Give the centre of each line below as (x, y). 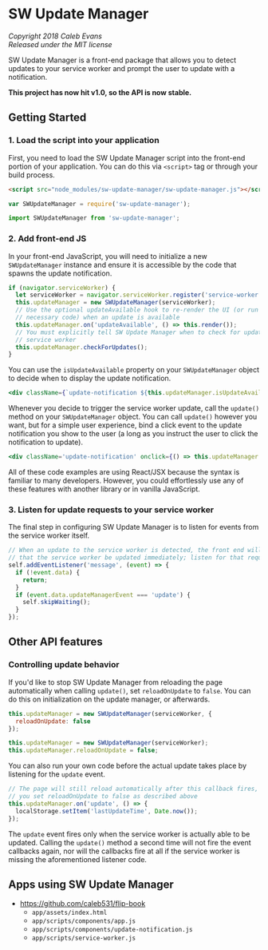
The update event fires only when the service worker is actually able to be (129, 834)
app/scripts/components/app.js (84, 921)
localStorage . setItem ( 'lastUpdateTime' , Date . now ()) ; (106, 811)
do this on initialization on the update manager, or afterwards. (109, 699)
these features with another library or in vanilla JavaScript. (104, 489)
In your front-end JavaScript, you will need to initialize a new (108, 256)
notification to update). (46, 442)
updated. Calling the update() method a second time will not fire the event (130, 842)
